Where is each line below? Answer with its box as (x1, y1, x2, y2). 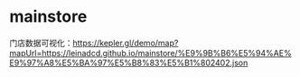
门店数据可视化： (9, 37, 73, 48)
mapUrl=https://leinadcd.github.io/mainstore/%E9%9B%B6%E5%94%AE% (9, 47, 292, 58)
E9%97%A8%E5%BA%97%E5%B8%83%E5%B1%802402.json (9, 57, 248, 68)
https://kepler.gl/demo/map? (72, 37, 179, 48)
